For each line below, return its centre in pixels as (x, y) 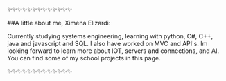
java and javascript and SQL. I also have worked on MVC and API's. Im (107, 44)
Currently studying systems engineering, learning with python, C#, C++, (110, 36)
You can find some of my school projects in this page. (84, 58)
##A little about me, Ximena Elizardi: (59, 23)
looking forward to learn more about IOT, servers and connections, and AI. (113, 51)
